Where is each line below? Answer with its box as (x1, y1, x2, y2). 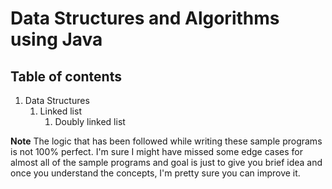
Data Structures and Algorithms (10, 7, 280, 30)
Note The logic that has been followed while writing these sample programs (10, 135, 323, 147)
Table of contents (10, 68, 122, 85)
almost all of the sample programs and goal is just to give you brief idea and (10, 157, 323, 168)
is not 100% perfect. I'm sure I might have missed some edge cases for (10, 146, 303, 157)
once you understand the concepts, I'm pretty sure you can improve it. (10, 167, 301, 179)
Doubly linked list (54, 116, 126, 127)
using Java (10, 28, 103, 51)
